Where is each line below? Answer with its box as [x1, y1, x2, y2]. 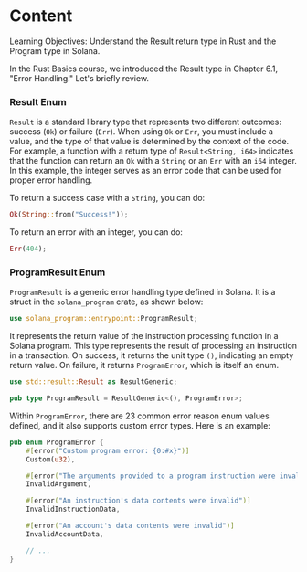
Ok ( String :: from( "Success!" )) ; [9, 210, 129, 219]
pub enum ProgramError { [9, 438, 104, 447]
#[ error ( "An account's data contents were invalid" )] [26, 522, 235, 531]
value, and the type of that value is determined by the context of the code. [9, 136, 290, 147]
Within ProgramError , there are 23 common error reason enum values [9, 410, 270, 421]
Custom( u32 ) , [26, 454, 76, 464]
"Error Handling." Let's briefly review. [9, 72, 149, 83]
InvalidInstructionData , [26, 504, 121, 514]
